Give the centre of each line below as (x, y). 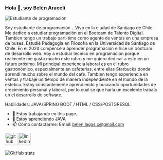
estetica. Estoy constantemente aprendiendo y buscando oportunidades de (81, 85)
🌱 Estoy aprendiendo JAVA (39, 119)
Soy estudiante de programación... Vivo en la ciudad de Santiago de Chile (79, 28)
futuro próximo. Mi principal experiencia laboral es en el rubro (67, 64)
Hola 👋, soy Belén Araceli (35, 8)
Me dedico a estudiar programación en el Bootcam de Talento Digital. (74, 33)
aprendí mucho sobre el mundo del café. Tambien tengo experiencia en (77, 74)
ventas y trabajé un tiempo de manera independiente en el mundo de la (77, 79)
